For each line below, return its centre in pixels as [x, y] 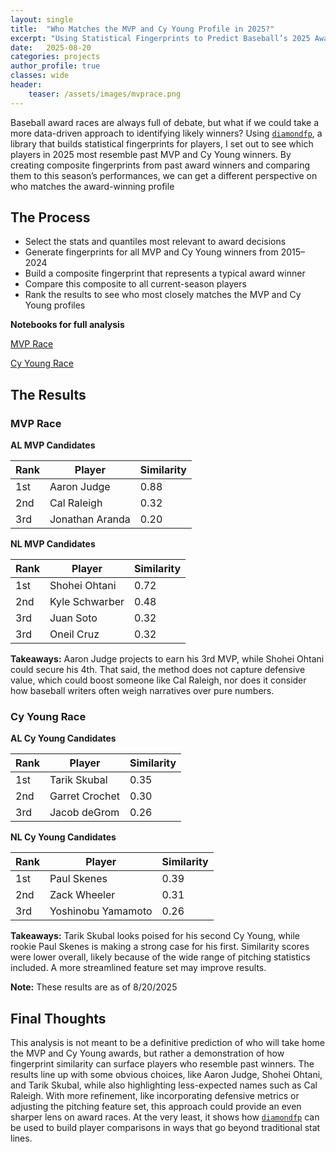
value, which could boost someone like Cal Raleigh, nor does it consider [158, 680]
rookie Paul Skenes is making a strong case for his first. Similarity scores [160, 947]
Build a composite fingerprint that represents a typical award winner [165, 273]
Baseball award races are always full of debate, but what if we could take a [165, 122]
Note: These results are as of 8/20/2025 [94, 987]
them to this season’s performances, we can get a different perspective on [164, 175]
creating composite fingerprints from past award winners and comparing [160, 165]
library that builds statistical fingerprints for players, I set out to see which [162, 143]
